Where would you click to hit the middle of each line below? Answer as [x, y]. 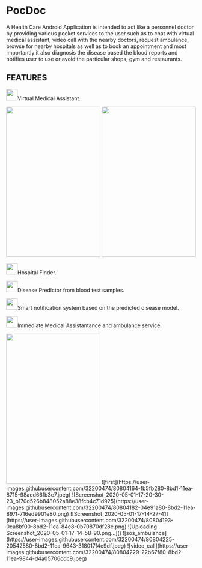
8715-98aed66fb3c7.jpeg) [38, 494]
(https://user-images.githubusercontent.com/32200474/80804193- [90, 520]
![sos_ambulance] [145, 533]
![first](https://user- [126, 482]
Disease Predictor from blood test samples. [71, 290]
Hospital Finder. [37, 272]
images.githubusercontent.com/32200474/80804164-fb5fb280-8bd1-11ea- [100, 488]
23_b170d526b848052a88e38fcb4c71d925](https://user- [78, 501]
